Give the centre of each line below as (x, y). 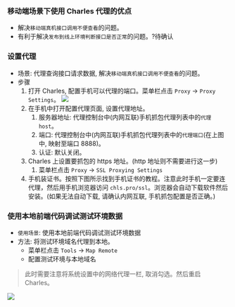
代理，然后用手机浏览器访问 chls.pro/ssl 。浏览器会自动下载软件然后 (128, 187)
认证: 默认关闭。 (62, 152)
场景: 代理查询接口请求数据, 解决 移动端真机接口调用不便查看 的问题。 (110, 73)
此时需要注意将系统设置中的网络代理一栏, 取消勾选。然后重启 (113, 274)
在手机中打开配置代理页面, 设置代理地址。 (88, 108)
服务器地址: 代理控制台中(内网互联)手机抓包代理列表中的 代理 (125, 117)
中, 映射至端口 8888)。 (72, 143)
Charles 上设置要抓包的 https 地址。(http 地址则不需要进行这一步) (123, 161)
